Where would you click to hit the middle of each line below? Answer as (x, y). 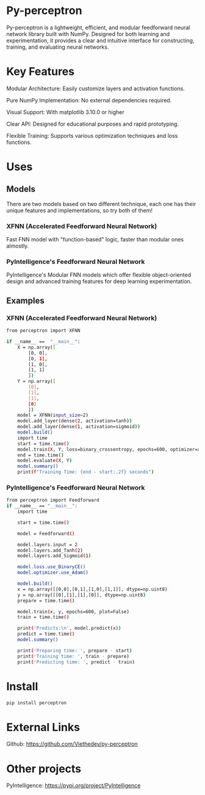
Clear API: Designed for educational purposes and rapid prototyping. (92, 124)
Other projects (44, 768)
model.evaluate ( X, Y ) (45, 461)
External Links (43, 727)
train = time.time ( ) (43, 617)
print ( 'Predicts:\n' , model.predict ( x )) (69, 629)
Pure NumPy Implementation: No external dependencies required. (89, 100)
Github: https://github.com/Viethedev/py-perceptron (72, 744)
